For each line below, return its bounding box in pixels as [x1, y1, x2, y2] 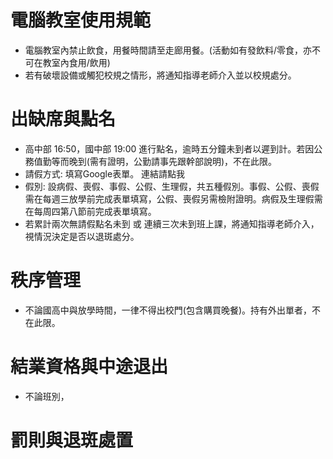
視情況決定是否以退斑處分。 [24, 230, 140, 242]
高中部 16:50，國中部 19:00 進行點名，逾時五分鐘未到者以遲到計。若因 [24, 142, 315, 155]
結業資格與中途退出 [10, 356, 169, 378]
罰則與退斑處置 [10, 429, 134, 451]
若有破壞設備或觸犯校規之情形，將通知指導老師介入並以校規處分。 [24, 69, 297, 81]
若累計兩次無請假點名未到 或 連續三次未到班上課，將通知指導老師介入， [24, 217, 320, 230]
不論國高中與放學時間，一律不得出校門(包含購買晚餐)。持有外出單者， [24, 304, 313, 316]
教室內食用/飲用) [42, 56, 111, 68]
